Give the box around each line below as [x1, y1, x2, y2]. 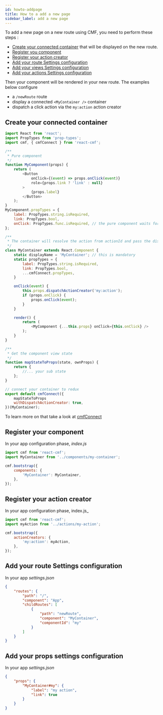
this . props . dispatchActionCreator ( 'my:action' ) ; [22, 289, 123, 293]
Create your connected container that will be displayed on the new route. [12, 44, 158, 50]
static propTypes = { [14, 257, 57, 262]
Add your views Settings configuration [12, 65, 89, 70]
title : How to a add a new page [5, 12, 70, 17]
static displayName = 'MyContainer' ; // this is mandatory [14, 253, 136, 257]
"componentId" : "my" [39, 620, 81, 625]
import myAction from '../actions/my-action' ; [5, 522, 101, 527]
